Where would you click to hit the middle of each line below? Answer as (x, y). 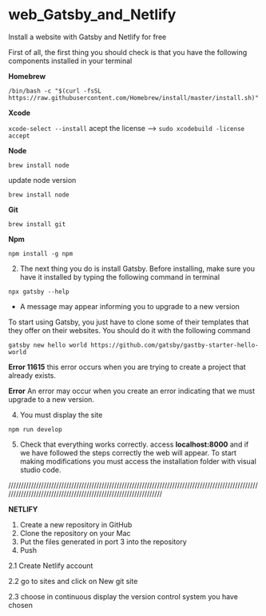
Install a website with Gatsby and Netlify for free (87, 37)
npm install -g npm (41, 253)
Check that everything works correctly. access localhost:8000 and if (134, 444)
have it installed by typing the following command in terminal (120, 276)
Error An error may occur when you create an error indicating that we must (132, 391)
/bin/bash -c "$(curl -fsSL (55, 91)
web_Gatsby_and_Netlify (92, 15)
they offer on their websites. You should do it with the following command (129, 330)
